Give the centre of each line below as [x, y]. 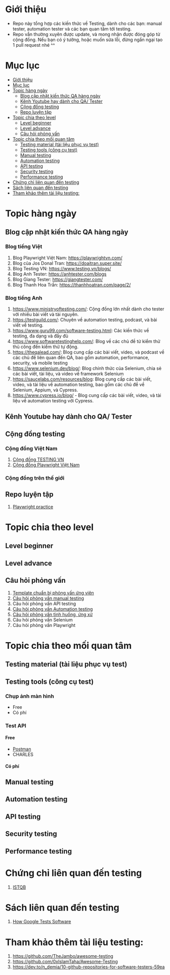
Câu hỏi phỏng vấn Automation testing [53, 609]
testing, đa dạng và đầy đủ [40, 336]
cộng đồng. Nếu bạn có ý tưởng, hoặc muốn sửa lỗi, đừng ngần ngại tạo [88, 40]
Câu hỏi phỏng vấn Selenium [42, 620]
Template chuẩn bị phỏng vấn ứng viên [53, 592]
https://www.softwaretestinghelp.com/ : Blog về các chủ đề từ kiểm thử [86, 341]
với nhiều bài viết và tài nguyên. [46, 314]
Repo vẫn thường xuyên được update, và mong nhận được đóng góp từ [86, 34]
